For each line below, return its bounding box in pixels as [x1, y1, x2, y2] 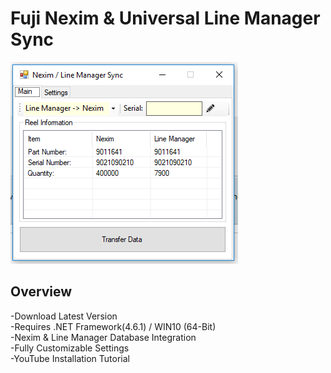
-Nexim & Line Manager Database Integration [10, 331, 197, 343]
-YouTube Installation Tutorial [10, 352, 130, 364]
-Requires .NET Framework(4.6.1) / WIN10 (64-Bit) [10, 320, 217, 332]
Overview [10, 283, 73, 301]
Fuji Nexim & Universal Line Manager [10, 7, 321, 30]
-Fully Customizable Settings [10, 342, 130, 354]
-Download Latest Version [10, 310, 118, 322]
